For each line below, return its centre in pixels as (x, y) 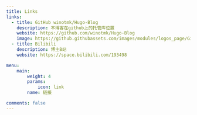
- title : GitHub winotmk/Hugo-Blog (55, 22)
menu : (13, 65)
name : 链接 (40, 93)
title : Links (22, 11)
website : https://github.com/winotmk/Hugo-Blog (76, 33)
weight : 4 (39, 76)
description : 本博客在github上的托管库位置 (66, 28)
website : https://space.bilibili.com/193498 (72, 55)
